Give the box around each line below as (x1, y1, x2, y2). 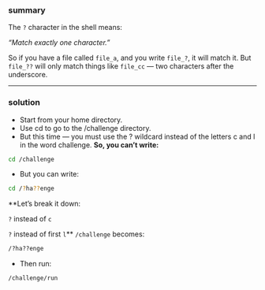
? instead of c (8, 214, 52, 224)
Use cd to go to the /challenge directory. (19, 123, 151, 132)
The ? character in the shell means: (8, 23, 122, 32)
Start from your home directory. (19, 115, 123, 125)
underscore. (8, 70, 48, 80)
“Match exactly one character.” (8, 38, 110, 47)
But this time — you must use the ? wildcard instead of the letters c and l (19, 132, 256, 141)
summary (8, 5, 46, 16)
